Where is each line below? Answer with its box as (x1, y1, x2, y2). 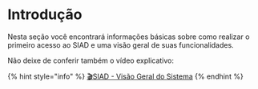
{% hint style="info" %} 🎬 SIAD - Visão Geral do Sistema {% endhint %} (7, 72, 244, 81)
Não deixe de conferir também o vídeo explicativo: (7, 56, 174, 65)
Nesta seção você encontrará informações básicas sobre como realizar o (7, 32, 250, 41)
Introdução (7, 6, 83, 24)
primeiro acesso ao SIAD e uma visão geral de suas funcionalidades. (7, 40, 234, 49)
